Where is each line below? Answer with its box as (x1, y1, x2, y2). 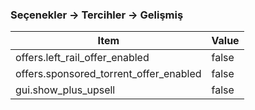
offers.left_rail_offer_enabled (15, 51, 150, 65)
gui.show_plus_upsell (15, 83, 116, 97)
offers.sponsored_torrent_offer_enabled (15, 67, 202, 81)
